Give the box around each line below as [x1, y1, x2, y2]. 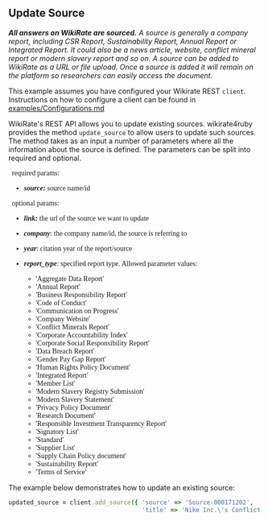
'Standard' [35, 435, 64, 444]
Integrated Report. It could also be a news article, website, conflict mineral [8, 44, 256, 55]
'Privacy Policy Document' [35, 403, 111, 411]
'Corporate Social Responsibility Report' [35, 338, 150, 347]
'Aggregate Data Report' [35, 274, 105, 283]
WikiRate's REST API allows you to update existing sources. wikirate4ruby [8, 118, 254, 128]
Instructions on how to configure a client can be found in [8, 94, 196, 104]
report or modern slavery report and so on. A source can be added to [8, 53, 240, 63]
